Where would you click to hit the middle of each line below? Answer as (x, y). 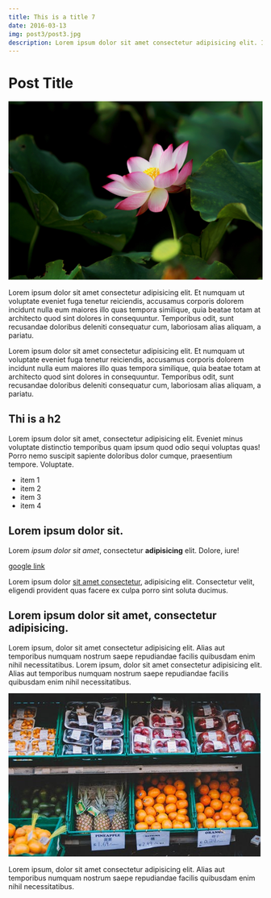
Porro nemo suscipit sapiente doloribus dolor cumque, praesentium (120, 455)
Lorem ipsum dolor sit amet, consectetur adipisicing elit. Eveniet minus (126, 439)
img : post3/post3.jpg (45, 34)
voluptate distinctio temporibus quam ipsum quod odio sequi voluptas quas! (134, 447)
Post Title (41, 83)
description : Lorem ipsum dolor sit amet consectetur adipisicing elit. (133, 43)
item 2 (31, 488)
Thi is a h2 (35, 419)
